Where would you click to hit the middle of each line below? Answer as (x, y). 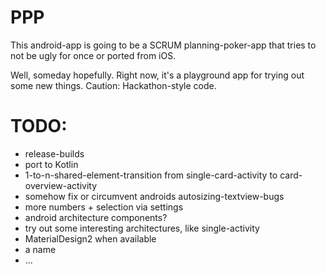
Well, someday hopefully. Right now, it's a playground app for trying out (157, 75)
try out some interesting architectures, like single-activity (142, 228)
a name (40, 249)
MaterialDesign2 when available (90, 238)
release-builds (54, 153)
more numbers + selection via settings (104, 207)
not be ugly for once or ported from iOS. (93, 55)
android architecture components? (96, 217)
